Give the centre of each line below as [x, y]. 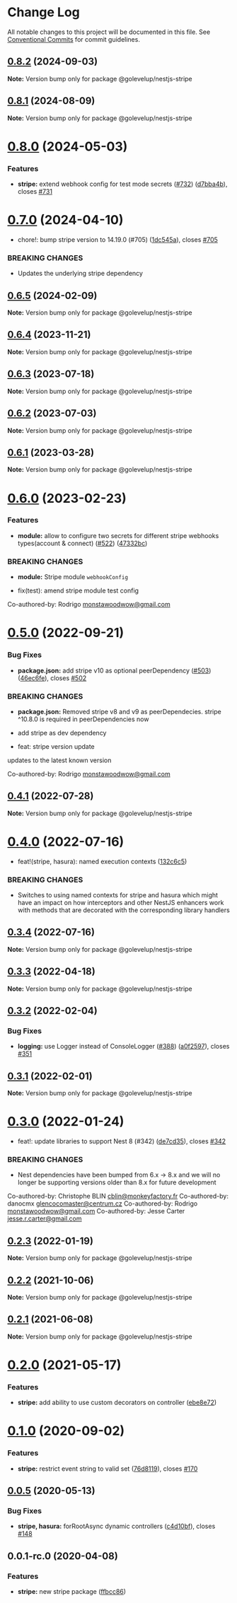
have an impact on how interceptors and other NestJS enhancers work [121, 902]
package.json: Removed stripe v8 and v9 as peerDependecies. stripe [119, 711]
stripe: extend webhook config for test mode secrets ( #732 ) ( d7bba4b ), [122, 184]
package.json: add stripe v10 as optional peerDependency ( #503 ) [114, 670]
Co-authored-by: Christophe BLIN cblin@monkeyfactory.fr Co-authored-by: [118, 1196]
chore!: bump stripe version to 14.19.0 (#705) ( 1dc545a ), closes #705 [117, 239]
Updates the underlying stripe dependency [80, 274]
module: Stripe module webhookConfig [73, 577]
